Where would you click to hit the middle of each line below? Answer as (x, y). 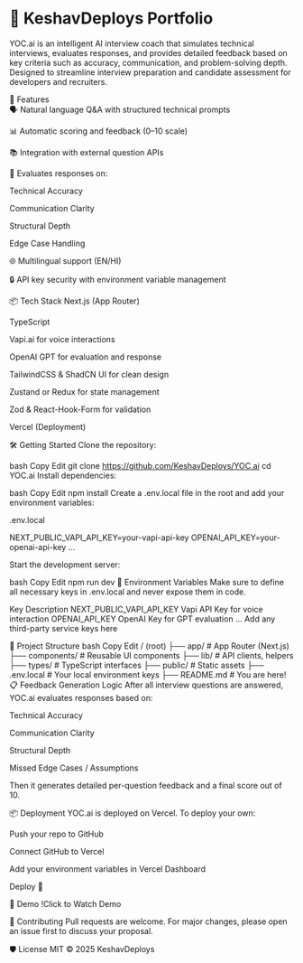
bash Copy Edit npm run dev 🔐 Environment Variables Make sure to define (147, 582)
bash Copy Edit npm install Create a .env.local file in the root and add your (147, 492)
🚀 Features (29, 99)
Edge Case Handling (47, 243)
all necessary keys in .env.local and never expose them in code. (128, 592)
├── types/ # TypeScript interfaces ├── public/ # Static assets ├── (137, 665)
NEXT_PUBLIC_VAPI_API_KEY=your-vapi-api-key (99, 538)
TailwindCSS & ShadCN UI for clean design (89, 374)
